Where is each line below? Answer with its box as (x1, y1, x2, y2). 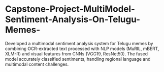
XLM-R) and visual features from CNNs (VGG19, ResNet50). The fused (5, 50, 148, 57)
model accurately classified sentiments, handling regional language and (5, 56, 151, 62)
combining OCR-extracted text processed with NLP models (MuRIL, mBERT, (5, 46, 159, 51)
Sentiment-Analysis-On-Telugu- (5, 14, 140, 25)
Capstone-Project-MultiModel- (5, 3, 135, 15)
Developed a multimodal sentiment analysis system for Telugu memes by (5, 40, 154, 46)
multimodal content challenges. (5, 61, 69, 67)
